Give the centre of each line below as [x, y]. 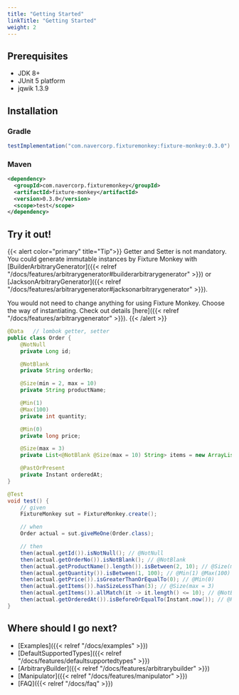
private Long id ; [46, 351]
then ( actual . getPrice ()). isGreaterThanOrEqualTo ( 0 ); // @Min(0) [117, 580]
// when [31, 527]
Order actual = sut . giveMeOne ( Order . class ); [87, 534]
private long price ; [51, 436]
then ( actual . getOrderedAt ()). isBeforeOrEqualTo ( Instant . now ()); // [122, 599]
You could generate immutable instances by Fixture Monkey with [102, 259]
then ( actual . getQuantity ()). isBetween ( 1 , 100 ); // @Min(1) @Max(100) [126, 573]
